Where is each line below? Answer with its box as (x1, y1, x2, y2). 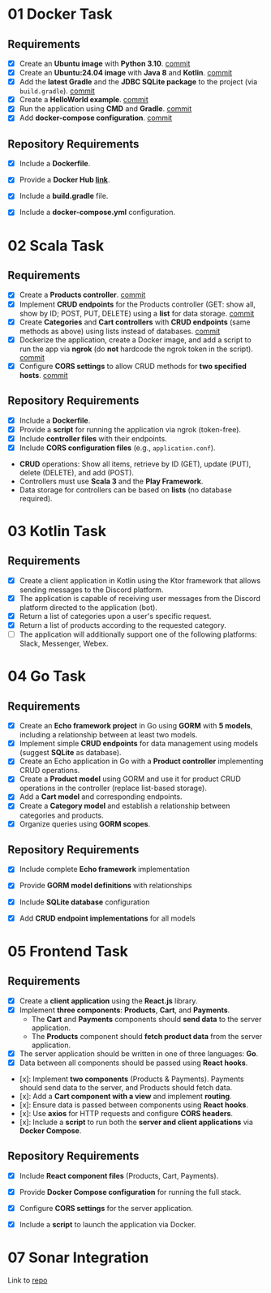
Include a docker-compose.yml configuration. (19, 208, 176, 217)
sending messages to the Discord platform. (19, 585, 164, 595)
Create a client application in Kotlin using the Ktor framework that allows (19, 575, 261, 585)
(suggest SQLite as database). (19, 748, 123, 758)
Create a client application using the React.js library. (19, 995, 198, 1006)
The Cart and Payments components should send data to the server (31, 1014, 262, 1024)
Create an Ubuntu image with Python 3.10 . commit (19, 58, 191, 68)
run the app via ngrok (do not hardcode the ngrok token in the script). (19, 344, 253, 354)
